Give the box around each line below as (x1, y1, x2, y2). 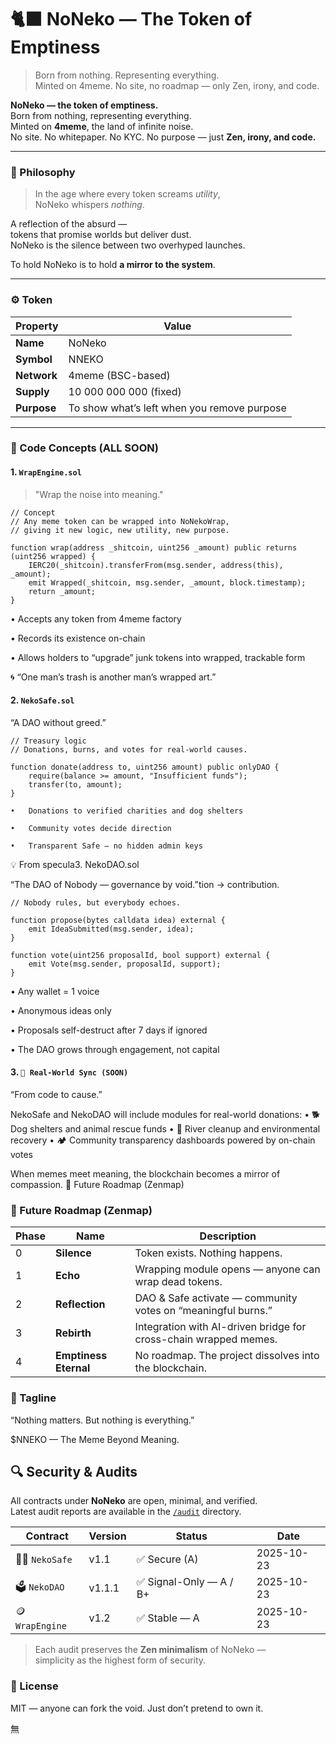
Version (88, 1529, 127, 1543)
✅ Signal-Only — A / (136, 1575, 234, 1589)
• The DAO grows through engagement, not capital (10, 1043, 220, 1055)
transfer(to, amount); (28, 779, 123, 790)
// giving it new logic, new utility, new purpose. (10, 525, 230, 535)
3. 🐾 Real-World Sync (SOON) (10, 1066, 129, 1078)
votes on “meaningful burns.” (134, 1304, 273, 1318)
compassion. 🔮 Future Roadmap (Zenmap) (10, 1179, 185, 1191)
